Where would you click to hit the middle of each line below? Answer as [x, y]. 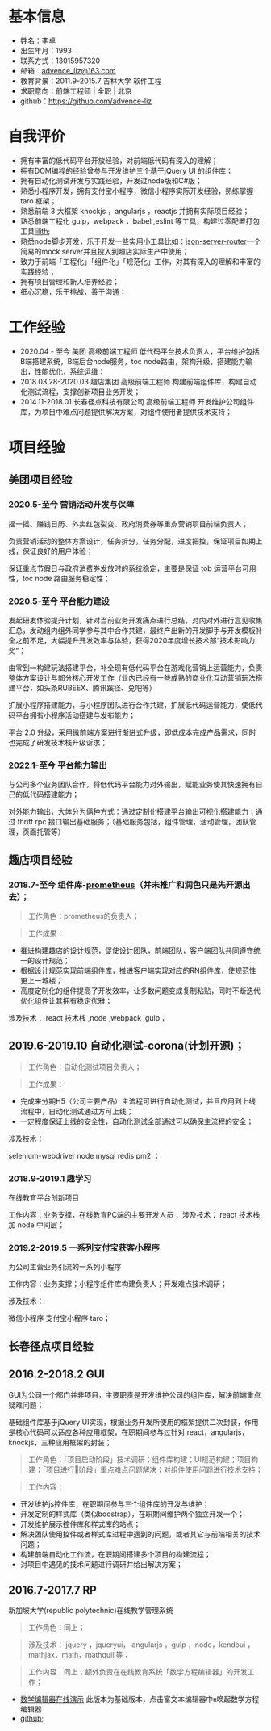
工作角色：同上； [56, 1628]
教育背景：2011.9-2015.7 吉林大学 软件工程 [91, 81]
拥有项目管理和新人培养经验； [69, 281]
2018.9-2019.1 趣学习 [50, 1178]
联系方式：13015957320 [60, 61]
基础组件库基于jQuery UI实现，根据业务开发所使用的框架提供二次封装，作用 [134, 1422]
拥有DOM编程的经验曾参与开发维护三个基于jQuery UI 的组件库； [127, 170]
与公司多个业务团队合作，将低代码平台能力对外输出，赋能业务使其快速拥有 [132, 785]
